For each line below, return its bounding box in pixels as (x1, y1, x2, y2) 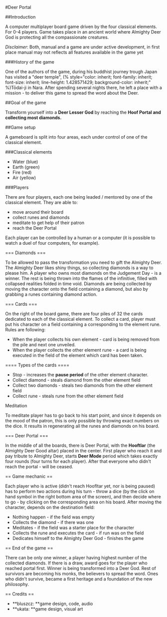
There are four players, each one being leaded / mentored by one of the (5, 194, 153, 200)
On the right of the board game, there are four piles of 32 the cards (5, 311, 143, 317)
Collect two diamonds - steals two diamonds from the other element (12, 382, 153, 388)
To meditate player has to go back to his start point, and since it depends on (5, 412, 162, 418)
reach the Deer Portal (12, 225, 57, 231)
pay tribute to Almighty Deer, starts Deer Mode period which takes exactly (5, 453, 158, 459)
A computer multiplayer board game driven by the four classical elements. (5, 24, 158, 30)
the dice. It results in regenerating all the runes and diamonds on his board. (5, 423, 160, 429)
